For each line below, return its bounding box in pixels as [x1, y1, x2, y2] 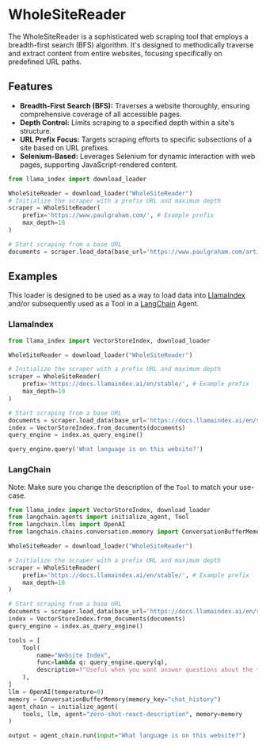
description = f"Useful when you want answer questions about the [36, 666, 253, 674]
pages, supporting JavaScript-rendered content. [19, 160, 178, 169]
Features [8, 80, 53, 93]
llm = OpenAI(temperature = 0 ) [8, 688, 104, 696]
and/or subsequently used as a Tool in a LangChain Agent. [8, 299, 199, 309]
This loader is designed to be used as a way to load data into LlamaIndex [8, 290, 245, 300]
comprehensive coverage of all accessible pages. [19, 109, 182, 119]
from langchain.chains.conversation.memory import [8, 528, 179, 536]
